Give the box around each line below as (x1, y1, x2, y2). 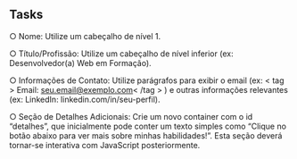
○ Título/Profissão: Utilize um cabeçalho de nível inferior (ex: (9, 48, 234, 59)
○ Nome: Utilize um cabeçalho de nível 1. (9, 30, 161, 41)
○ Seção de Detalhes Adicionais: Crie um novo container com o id (9, 111, 253, 121)
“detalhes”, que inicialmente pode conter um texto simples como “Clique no (9, 121, 287, 131)
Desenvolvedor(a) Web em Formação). (9, 57, 152, 68)
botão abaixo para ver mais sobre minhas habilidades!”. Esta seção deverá (9, 130, 283, 141)
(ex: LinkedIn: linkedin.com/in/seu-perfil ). (9, 94, 161, 105)
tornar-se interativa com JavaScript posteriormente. (9, 139, 201, 150)
